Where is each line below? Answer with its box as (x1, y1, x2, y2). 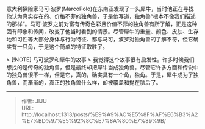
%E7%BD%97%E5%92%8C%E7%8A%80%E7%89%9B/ (21, 117, 167, 125)
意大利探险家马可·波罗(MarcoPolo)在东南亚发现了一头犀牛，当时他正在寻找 (6, 5, 194, 13)
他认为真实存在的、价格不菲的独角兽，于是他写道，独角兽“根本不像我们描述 (6, 13, 196, 20)
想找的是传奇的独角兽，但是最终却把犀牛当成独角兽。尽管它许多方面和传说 (6, 64, 193, 71)
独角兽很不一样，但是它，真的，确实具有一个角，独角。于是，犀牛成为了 (11, 71, 193, 78)
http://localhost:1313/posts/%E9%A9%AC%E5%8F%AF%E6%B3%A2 (21, 111, 198, 118)
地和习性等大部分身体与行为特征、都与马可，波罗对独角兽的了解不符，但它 (6, 35, 193, 43)
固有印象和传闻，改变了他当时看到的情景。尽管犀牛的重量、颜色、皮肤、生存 (6, 28, 199, 35)
